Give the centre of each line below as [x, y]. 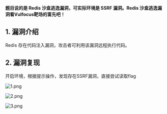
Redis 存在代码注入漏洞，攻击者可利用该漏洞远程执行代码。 [67, 45]
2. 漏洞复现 [23, 63]
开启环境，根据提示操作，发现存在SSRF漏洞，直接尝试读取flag [71, 76]
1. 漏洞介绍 [22, 32]
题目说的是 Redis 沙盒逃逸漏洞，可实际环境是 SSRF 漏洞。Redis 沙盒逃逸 [81, 8]
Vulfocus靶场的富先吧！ [39, 14]
